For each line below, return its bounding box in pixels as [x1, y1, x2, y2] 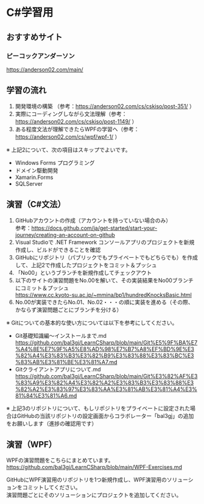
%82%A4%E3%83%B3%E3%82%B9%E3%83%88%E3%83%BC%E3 [15, 352, 194, 359]
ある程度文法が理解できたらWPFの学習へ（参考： [15, 125, 139, 133]
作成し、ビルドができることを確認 [15, 246, 101, 254]
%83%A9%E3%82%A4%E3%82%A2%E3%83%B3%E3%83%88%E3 [15, 379, 194, 386]
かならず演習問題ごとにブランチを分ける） [15, 306, 122, 313]
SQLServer [15, 180, 43, 187]
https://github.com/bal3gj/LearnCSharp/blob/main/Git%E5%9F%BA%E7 [15, 338, 198, 346]
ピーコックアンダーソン [6, 51, 75, 60]
